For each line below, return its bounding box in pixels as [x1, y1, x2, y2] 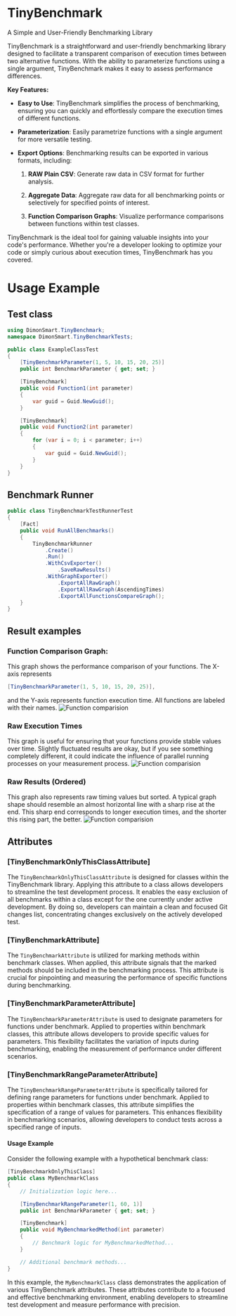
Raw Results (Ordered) [7, 777, 86, 787]
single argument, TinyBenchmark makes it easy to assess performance [7, 64, 213, 72]
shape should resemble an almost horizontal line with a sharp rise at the [7, 800, 216, 809]
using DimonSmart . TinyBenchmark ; [7, 326, 105, 333]
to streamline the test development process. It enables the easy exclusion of [7, 888, 228, 896]
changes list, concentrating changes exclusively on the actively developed [7, 910, 223, 919]
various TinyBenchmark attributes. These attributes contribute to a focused [7, 1285, 225, 1293]
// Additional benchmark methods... [20, 1258, 128, 1265]
